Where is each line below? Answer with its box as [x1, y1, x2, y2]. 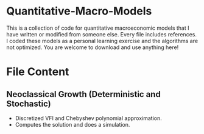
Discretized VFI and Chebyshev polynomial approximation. [15, 114, 163, 122]
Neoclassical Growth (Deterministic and [6, 89, 161, 99]
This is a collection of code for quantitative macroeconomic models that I [6, 24, 190, 32]
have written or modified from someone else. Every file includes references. [6, 30, 197, 38]
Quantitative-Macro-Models [6, 4, 152, 18]
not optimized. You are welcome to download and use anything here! [6, 44, 179, 51]
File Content [6, 65, 69, 79]
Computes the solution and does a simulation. [15, 121, 130, 128]
